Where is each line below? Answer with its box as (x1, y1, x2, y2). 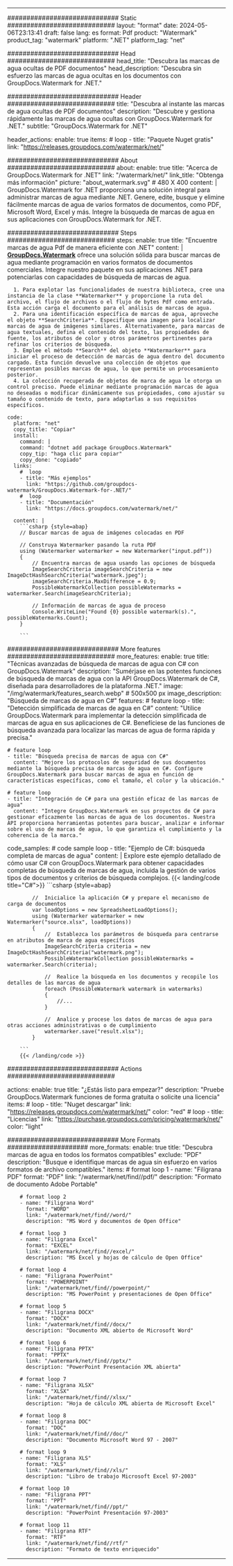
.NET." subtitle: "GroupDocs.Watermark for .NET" (7, 122, 148, 130)
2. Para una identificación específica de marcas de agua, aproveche (13, 310, 218, 317)
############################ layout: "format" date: (7, 22, 178, 29)
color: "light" (7, 1122, 44, 1131)
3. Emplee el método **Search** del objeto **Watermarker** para (13, 347, 207, 354)
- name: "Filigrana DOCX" (19, 1309, 95, 1316)
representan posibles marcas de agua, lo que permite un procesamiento (7, 365, 218, 372)
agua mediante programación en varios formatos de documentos (7, 258, 193, 266)
